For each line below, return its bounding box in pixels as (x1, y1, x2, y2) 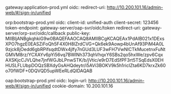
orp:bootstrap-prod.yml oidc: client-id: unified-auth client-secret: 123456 (5, 20, 159, 25)
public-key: (67, 30, 91, 36)
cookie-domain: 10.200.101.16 (51, 83, 113, 89)
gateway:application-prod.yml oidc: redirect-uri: (5, 5, 106, 10)
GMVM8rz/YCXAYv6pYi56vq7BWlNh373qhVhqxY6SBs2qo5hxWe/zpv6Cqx (5, 52, 163, 58)
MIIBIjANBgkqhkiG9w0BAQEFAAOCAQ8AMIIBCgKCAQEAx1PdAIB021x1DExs (5, 35, 164, 41)
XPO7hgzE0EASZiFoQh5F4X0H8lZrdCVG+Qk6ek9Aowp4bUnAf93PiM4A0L (5, 41, 164, 47)
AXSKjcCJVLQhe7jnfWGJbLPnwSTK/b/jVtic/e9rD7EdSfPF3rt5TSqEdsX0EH (5, 57, 164, 63)
